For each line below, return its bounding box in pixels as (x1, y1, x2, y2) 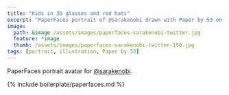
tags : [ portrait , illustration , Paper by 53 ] (7, 49, 139, 55)
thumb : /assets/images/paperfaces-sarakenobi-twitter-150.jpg (13, 42, 195, 49)
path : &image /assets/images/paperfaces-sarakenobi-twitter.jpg (13, 29, 201, 36)
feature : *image (13, 36, 60, 42)
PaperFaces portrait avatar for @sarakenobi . (7, 66, 132, 75)
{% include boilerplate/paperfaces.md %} (7, 80, 125, 88)
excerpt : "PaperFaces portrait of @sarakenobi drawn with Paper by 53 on (7, 16, 223, 23)
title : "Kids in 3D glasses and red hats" (7, 10, 130, 17)
